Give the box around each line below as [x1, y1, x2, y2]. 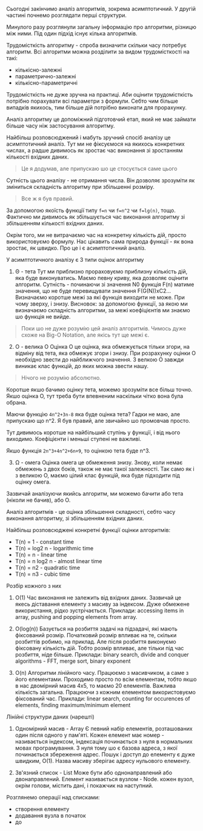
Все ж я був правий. [21, 195, 74, 202]
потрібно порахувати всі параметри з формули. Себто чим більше [6, 97, 179, 104]
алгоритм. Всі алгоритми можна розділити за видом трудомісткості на [6, 48, 190, 55]
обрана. [6, 399, 27, 406]
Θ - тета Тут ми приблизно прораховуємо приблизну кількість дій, [15, 268, 188, 275]
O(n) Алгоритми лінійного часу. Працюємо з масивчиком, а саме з [15, 669, 189, 676]
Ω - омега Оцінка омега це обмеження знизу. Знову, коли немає [15, 459, 183, 466]
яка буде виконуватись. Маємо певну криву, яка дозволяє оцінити [15, 275, 188, 281]
